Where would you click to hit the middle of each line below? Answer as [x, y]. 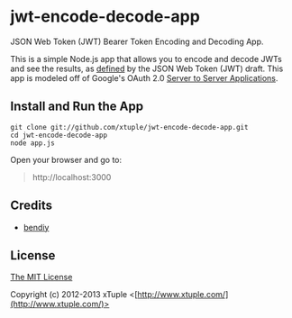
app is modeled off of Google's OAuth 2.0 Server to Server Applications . [144, 77]
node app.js [32, 143]
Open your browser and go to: [66, 159]
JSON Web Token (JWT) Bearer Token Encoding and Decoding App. [137, 41]
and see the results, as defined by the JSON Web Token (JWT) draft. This [147, 68]
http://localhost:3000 [72, 177]
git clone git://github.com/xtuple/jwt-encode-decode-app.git [129, 127]
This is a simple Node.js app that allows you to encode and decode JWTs [146, 59]
